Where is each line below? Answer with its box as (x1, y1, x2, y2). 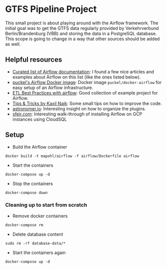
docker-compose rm (5, 222, 43, 227)
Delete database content (12, 231, 63, 237)
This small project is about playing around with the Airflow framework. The (5, 20, 159, 26)
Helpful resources (5, 56, 62, 64)
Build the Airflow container (12, 144, 67, 150)
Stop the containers (12, 180, 53, 186)
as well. (5, 41, 21, 47)
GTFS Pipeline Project (5, 3, 97, 15)
